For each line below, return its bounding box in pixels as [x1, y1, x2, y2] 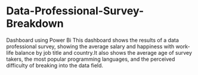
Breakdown [6, 17, 64, 30]
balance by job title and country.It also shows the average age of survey [14, 49, 193, 56]
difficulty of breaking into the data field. [6, 61, 103, 69]
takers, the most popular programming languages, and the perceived [6, 55, 175, 62]
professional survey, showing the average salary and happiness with [6, 43, 175, 50]
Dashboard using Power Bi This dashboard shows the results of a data [6, 36, 179, 43]
